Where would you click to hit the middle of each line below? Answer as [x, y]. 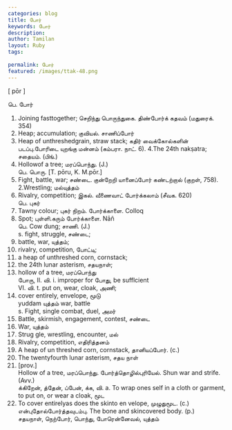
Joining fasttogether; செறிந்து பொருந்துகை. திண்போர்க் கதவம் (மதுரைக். [116, 118]
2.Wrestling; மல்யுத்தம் [48, 187]
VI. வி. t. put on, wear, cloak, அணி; [67, 287]
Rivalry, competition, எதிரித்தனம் [64, 342]
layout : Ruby [27, 45]
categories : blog [33, 13]
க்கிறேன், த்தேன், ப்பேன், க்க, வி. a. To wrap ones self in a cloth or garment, [122, 387]
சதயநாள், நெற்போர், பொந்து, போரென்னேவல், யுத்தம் [88, 418]
